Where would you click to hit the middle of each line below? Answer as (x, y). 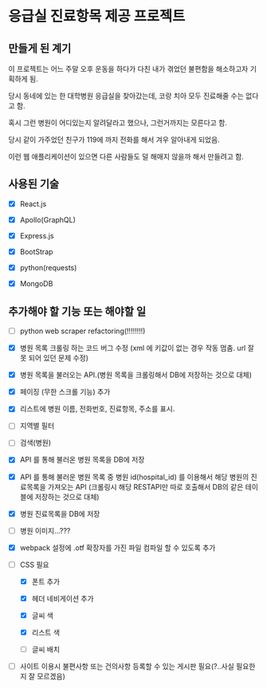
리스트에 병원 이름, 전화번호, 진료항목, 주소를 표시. (97, 409)
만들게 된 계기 (40, 48)
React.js (33, 203)
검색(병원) (35, 442)
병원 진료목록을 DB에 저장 (60, 513)
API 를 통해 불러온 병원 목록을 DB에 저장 (82, 460)
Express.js (37, 235)
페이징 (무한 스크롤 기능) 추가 (65, 392)
